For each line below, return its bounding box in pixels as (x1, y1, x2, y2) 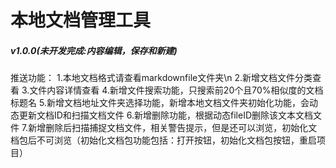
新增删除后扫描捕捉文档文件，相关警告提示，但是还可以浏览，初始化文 (28, 122, 318, 134)
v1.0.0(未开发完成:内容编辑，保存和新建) (10, 44, 178, 56)
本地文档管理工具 (10, 9, 152, 32)
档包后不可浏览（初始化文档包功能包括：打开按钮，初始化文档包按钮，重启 (10, 134, 317, 146)
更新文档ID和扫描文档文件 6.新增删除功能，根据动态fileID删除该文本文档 (18, 109, 314, 121)
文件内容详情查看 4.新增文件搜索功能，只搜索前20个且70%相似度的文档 (29, 84, 324, 96)
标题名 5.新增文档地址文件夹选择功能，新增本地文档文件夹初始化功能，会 (10, 97, 310, 109)
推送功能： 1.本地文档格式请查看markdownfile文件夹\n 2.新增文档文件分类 (10, 72, 313, 84)
